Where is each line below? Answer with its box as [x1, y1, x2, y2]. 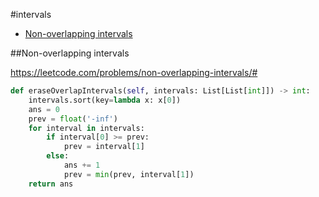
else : [46, 151, 70, 161]
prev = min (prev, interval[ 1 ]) [63, 169, 195, 179]
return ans [28, 179, 74, 189]
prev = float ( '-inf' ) [28, 114, 118, 124]
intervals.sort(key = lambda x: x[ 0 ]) [28, 95, 182, 105]
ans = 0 [28, 104, 60, 114]
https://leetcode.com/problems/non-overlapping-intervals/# [10, 67, 258, 78]
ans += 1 [63, 160, 101, 170]
